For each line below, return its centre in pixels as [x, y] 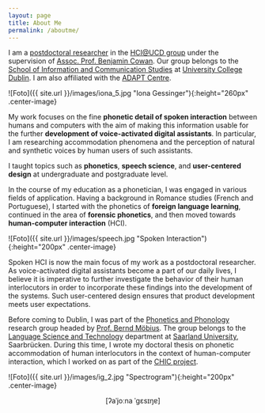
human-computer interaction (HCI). [68, 223]
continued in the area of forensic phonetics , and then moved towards [122, 215]
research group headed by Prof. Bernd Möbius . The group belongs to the [127, 328]
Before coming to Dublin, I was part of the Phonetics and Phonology [119, 320]
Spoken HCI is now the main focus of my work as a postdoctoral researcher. [132, 263]
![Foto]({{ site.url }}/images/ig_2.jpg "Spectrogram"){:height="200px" [121, 377]
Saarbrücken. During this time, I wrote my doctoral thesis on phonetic [121, 345]
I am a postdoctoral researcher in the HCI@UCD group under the [114, 53]
